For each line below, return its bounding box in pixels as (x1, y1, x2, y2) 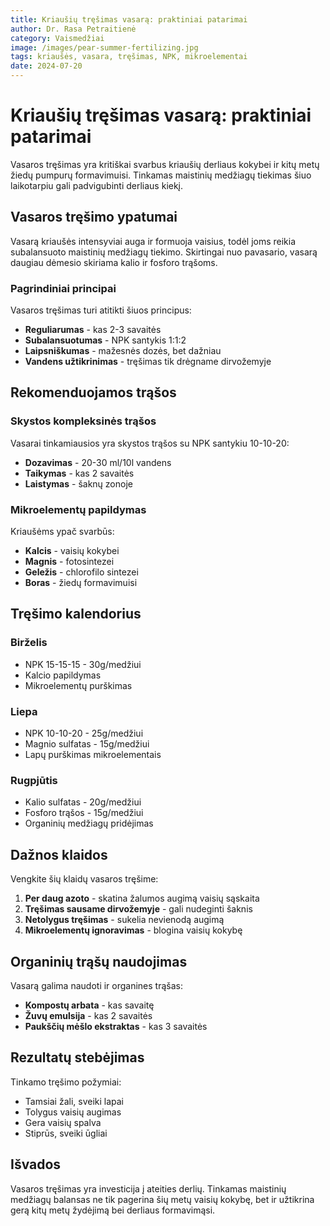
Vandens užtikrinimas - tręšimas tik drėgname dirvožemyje (24, 356, 272, 368)
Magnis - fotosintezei (24, 556, 115, 568)
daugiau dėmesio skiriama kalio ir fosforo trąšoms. (10, 256, 218, 268)
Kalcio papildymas (24, 669, 102, 681)
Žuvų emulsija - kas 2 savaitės (24, 1009, 153, 1021)
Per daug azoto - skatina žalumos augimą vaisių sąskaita (24, 892, 260, 905)
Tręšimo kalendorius (10, 606, 142, 623)
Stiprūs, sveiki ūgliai (24, 1127, 108, 1139)
